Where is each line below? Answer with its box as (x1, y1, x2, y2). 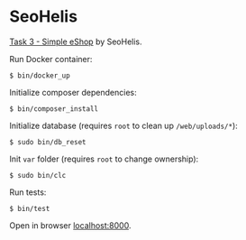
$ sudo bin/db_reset (9, 137, 87, 146)
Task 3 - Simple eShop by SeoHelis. (9, 36, 142, 47)
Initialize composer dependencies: (9, 87, 137, 97)
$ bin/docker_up (9, 70, 70, 80)
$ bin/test (9, 204, 50, 213)
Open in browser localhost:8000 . (9, 219, 132, 231)
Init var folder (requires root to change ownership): (9, 153, 199, 164)
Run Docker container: (9, 53, 93, 64)
